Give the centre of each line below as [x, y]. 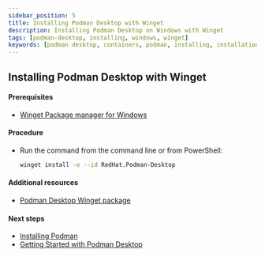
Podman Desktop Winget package [75, 200]
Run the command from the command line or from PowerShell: [121, 150]
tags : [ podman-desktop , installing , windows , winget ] [99, 38]
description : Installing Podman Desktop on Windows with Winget [116, 30]
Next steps [26, 218]
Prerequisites [31, 97]
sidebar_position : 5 [42, 15]
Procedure [26, 133]
